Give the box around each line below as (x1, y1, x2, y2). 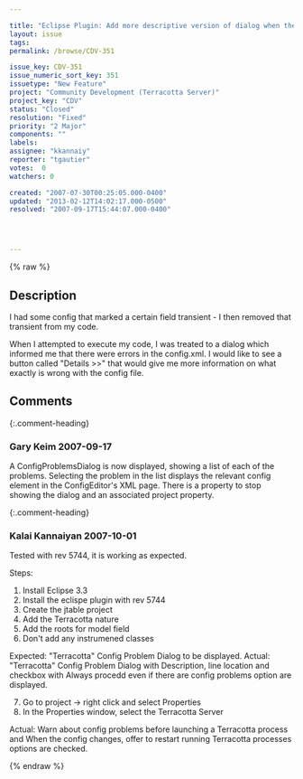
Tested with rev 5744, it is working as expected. (9, 550, 188, 561)
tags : (9, 38, 30, 47)
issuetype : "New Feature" (9, 80, 106, 89)
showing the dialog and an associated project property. (9, 490, 215, 501)
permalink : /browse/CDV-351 (9, 46, 115, 55)
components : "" (9, 130, 67, 139)
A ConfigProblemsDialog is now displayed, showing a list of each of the (9, 461, 275, 472)
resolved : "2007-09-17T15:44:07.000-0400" (9, 205, 171, 214)
